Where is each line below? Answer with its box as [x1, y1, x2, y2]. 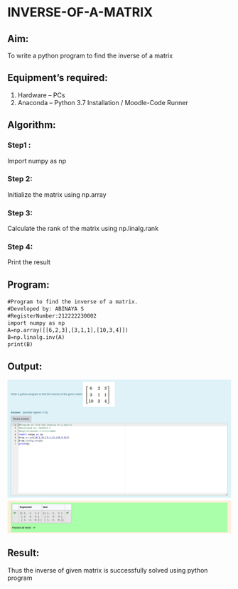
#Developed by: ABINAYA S [7, 306, 84, 313]
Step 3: [7, 207, 33, 217]
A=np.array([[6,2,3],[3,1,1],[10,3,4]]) [7, 327, 129, 334]
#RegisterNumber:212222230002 [7, 313, 97, 320]
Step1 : [7, 140, 31, 150]
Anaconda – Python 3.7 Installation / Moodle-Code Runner [17, 98, 188, 107]
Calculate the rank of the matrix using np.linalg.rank [7, 225, 158, 233]
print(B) [7, 341, 33, 348]
